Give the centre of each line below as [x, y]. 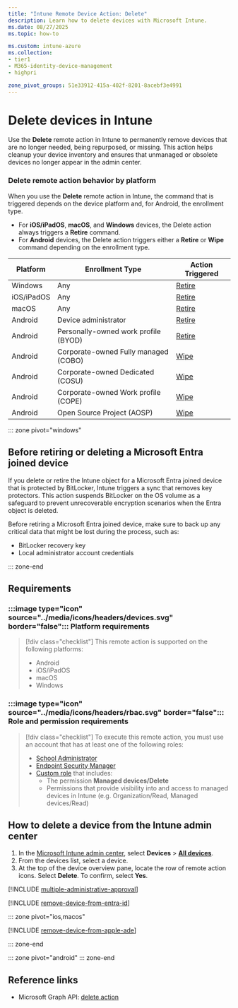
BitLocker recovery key [52, 545]
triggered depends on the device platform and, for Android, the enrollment [116, 203]
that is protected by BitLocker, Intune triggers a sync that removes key [110, 487]
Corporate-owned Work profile [109, 392]
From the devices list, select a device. [73, 861]
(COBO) [70, 360]
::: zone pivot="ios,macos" [47, 917]
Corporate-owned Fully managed [113, 352]
